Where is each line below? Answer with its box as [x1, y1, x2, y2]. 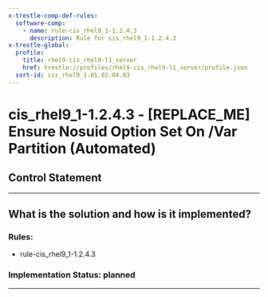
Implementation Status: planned [8, 269, 136, 280]
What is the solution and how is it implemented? [8, 208, 251, 221]
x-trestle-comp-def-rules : [8, 11, 98, 20]
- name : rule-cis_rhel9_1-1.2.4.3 [22, 26, 137, 34]
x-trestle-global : [8, 42, 69, 49]
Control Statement [8, 171, 102, 184]
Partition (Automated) [8, 139, 157, 157]
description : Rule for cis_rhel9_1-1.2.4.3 [29, 34, 177, 42]
